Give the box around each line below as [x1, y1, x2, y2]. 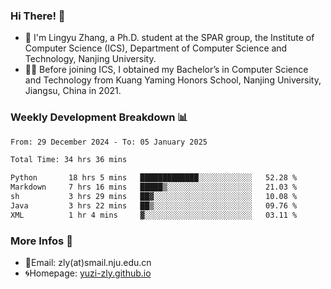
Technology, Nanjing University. [24, 53, 157, 65]
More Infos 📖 [10, 234, 73, 248]
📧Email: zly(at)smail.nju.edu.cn [24, 257, 152, 269]
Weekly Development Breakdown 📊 [10, 110, 188, 124]
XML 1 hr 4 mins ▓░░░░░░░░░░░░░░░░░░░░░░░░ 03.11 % [10, 210, 298, 220]
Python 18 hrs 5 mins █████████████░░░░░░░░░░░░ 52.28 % [10, 173, 298, 183]
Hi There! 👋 [10, 9, 66, 23]
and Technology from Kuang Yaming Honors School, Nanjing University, [24, 74, 322, 86]
